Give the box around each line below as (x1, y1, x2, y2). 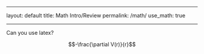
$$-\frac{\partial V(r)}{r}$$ (68, 41, 136, 48)
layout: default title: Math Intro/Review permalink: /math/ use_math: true (6, 12, 186, 19)
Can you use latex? (6, 29, 54, 36)
